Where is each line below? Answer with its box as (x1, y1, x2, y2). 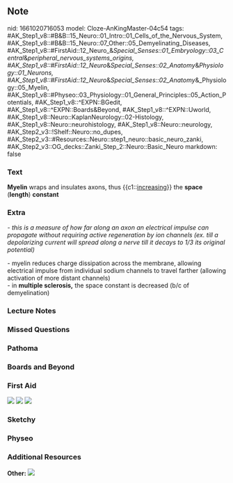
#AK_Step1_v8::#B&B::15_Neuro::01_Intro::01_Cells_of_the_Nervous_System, (7, 31, 223, 40)
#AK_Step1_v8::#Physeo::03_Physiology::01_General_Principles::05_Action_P (7, 90, 227, 99)
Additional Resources (7, 452, 81, 462)
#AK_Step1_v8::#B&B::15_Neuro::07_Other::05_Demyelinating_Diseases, (7, 38, 211, 47)
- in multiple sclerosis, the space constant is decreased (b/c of (7, 281, 190, 290)
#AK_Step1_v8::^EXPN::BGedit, (34, 97, 122, 106)
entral (7, 54, 24, 62)
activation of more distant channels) (7, 274, 111, 283)
